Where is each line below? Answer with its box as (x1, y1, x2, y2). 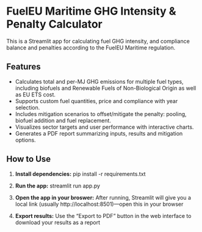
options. (15, 136, 36, 143)
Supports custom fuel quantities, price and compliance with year (15, 97, 178, 104)
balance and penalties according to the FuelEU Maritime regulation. (6, 44, 176, 51)
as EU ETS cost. (15, 90, 56, 98)
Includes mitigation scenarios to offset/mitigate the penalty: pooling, (15, 110, 187, 117)
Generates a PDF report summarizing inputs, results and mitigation (15, 129, 183, 137)
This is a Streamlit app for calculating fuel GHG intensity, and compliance (6, 37, 190, 45)
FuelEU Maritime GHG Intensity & (6, 4, 176, 18)
